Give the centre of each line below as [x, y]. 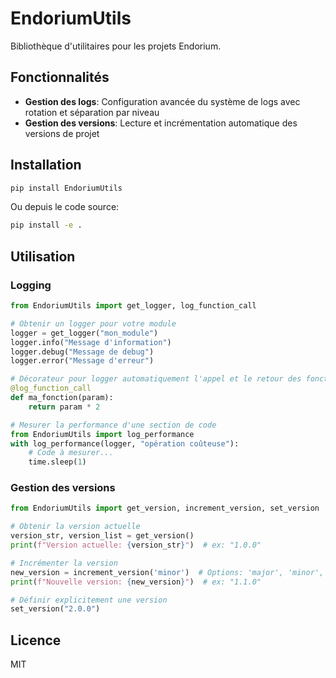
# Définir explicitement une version [89, 600]
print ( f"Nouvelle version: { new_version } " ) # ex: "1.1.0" [136, 582]
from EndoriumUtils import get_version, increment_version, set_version [165, 508]
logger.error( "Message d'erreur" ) [82, 361]
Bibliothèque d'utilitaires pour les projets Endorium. [116, 46]
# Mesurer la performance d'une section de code [113, 425]
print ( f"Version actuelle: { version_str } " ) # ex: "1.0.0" [136, 545]
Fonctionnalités [60, 77]
